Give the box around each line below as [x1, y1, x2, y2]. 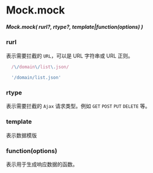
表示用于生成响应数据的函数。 [6, 161, 78, 168]
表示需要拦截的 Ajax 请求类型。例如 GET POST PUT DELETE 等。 [6, 103, 151, 110]
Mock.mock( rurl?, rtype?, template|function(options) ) [6, 23, 143, 30]
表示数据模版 [6, 131, 37, 138]
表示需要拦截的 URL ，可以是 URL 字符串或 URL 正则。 [6, 52, 133, 59]
